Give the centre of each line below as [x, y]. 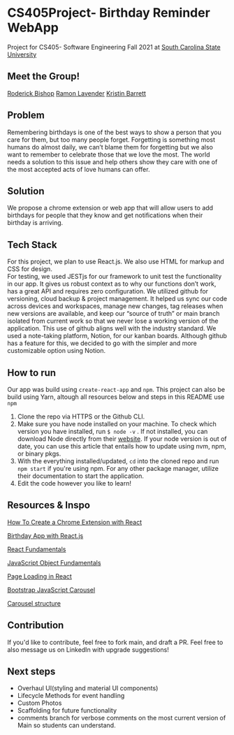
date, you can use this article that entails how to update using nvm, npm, [122, 446]
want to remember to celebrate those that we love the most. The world [109, 154]
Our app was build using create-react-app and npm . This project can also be [116, 390]
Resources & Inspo [49, 505]
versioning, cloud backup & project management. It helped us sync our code [117, 299]
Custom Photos [39, 703]
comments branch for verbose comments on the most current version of [122, 718]
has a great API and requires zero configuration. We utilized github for [108, 291]
